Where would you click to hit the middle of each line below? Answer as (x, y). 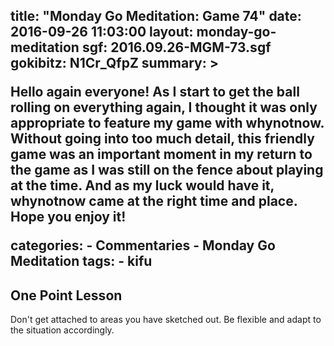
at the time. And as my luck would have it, (142, 185)
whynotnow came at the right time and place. (154, 201)
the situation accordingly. (62, 330)
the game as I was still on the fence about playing (167, 170)
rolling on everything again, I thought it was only (164, 107)
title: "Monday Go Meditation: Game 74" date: (156, 16)
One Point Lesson (66, 295)
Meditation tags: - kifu (81, 261)
